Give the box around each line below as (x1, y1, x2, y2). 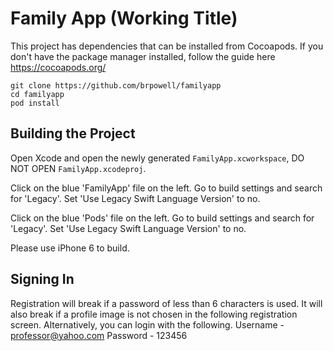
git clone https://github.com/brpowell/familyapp (10, 80, 222, 91)
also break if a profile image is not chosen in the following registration (10, 308, 298, 320)
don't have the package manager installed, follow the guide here (10, 50, 276, 62)
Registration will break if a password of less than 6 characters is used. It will (10, 297, 323, 309)
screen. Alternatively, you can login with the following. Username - (10, 318, 285, 331)
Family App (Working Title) (10, 7, 238, 30)
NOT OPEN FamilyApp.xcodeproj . (10, 162, 147, 174)
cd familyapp (10, 89, 65, 99)
